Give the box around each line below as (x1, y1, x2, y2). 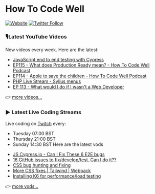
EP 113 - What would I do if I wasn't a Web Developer (12, 84, 124, 90)
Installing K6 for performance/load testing (12, 173, 101, 179)
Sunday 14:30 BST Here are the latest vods (12, 141, 103, 147)
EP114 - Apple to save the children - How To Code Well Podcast (12, 73, 147, 79)
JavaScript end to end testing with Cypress (12, 57, 104, 63)
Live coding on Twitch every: (5, 120, 67, 126)
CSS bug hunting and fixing (12, 162, 71, 168)
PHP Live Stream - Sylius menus (12, 78, 81, 84)
